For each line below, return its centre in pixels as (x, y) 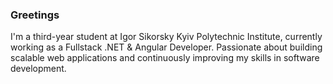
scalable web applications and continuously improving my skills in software (165, 58)
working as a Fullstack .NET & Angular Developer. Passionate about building (166, 47)
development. (38, 69)
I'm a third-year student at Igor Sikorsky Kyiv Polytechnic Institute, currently (166, 37)
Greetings (35, 15)
